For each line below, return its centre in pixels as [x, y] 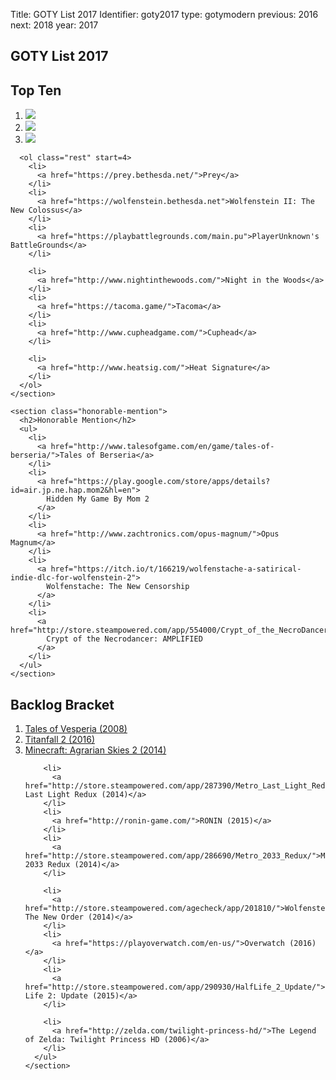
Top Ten [36, 90]
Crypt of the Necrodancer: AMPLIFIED [124, 639]
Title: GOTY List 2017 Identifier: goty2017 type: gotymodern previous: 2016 [164, 14]
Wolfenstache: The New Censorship [118, 587]
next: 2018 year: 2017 [54, 25]
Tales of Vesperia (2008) [76, 729]
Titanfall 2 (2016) [59, 740]
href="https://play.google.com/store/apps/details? [160, 482]
